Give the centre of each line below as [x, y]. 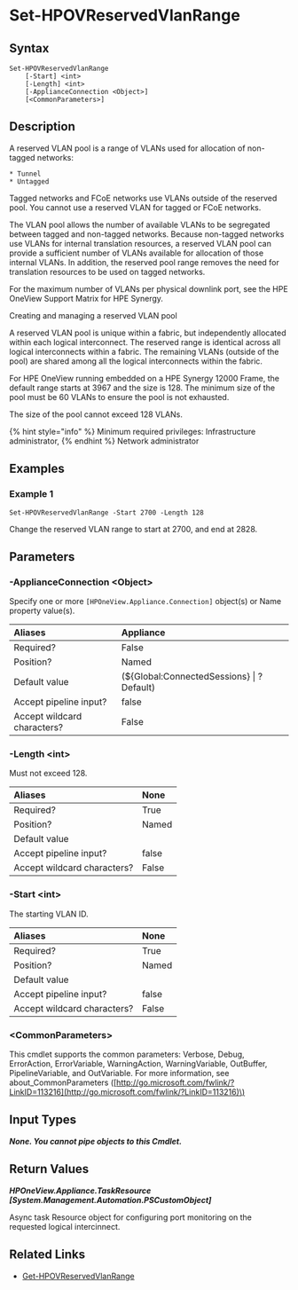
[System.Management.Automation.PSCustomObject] [110, 1200]
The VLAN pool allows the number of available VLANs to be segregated [140, 224]
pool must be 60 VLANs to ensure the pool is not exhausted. [119, 397]
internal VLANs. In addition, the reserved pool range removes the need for [144, 262]
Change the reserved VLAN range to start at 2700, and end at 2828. [133, 529]
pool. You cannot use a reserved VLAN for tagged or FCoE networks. [135, 207]
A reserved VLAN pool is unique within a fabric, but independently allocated [148, 333]
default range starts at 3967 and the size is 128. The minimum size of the [142, 388]
